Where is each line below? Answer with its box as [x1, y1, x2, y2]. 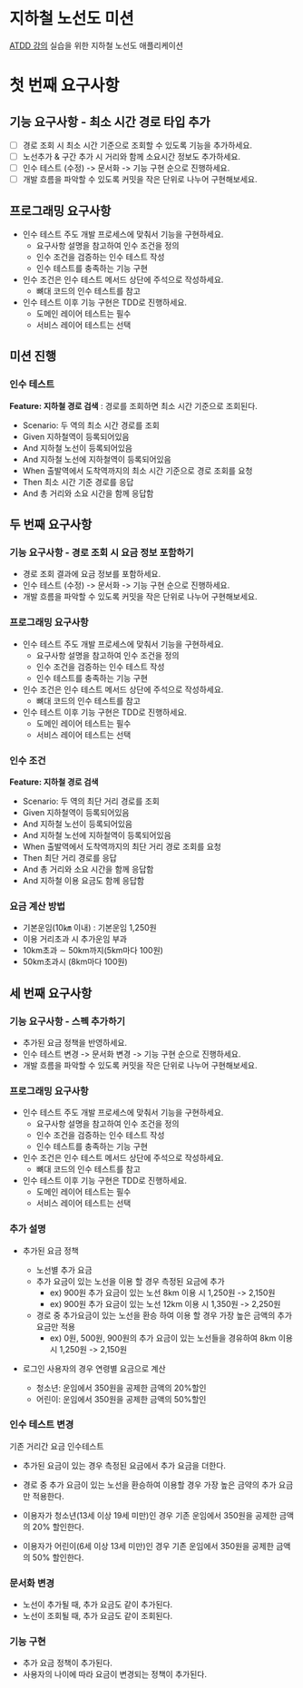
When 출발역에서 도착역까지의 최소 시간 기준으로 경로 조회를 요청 [22, 464, 253, 476]
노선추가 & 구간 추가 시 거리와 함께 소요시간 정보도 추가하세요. [22, 151, 241, 161]
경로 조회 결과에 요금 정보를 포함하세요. [22, 569, 161, 580]
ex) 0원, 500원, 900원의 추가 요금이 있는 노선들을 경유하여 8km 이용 [49, 1332, 293, 1343]
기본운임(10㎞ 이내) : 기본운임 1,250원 [22, 922, 157, 933]
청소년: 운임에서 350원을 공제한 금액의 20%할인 [35, 1382, 207, 1393]
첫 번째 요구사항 [9, 75, 120, 96]
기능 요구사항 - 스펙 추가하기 [9, 1015, 125, 1028]
